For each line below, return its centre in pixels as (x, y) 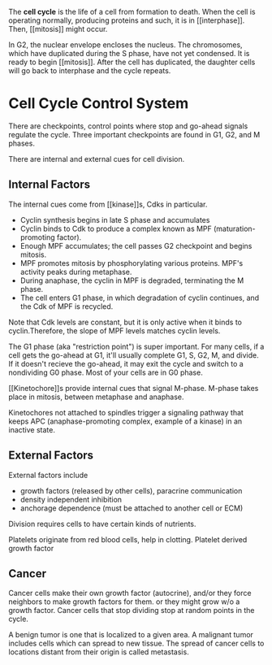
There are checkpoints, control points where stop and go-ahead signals (128, 126)
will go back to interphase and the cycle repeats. (90, 71)
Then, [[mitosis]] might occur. (58, 29)
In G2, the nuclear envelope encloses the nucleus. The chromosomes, (125, 45)
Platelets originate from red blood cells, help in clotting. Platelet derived (128, 539)
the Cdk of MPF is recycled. (67, 306)
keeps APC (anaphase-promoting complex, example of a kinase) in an (125, 421)
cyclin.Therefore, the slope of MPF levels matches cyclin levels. (114, 330)
